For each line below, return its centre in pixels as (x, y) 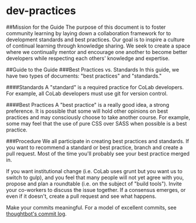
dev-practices (41, 11)
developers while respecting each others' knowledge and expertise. (88, 58)
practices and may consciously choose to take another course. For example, (98, 117)
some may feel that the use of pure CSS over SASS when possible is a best (97, 123)
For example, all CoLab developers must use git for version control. (87, 93)
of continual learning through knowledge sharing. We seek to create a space (98, 46)
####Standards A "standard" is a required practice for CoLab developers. (95, 87)
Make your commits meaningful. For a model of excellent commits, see (91, 207)
